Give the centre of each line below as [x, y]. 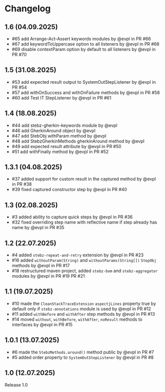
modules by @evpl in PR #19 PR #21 [48, 276]
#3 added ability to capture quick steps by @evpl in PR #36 [72, 217]
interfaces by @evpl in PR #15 [42, 324]
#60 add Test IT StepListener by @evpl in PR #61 [62, 98]
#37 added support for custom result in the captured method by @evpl [84, 179]
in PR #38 [22, 184]
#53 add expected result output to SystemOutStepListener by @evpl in [84, 82]
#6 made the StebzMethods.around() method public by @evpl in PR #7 [83, 352]
